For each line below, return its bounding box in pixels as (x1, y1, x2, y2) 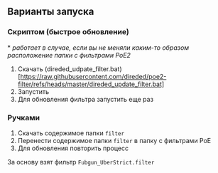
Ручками (7, 112, 40, 122)
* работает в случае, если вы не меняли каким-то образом (7, 43, 190, 52)
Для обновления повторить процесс (17, 144, 129, 152)
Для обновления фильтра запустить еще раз (17, 95, 154, 103)
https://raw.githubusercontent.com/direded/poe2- (20, 72, 167, 80)
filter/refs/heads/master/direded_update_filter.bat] (17, 80, 165, 88)
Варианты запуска (7, 6, 94, 18)
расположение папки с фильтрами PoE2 (7, 51, 131, 59)
